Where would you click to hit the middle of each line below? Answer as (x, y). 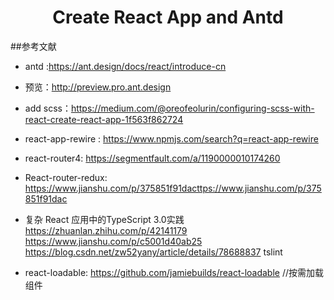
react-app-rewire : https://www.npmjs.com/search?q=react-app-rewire (171, 138)
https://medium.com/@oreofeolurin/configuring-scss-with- (192, 108)
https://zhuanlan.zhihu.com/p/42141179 (106, 230)
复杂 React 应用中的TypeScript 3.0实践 (104, 219)
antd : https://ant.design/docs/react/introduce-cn (125, 66)
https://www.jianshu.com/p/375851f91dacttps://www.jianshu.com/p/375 (173, 188)
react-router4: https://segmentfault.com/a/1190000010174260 (152, 158)
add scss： (48, 108)
